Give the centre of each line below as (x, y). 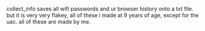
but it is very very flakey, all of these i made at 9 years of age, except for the (103, 15)
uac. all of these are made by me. (48, 22)
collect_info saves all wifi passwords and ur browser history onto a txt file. (100, 9)
